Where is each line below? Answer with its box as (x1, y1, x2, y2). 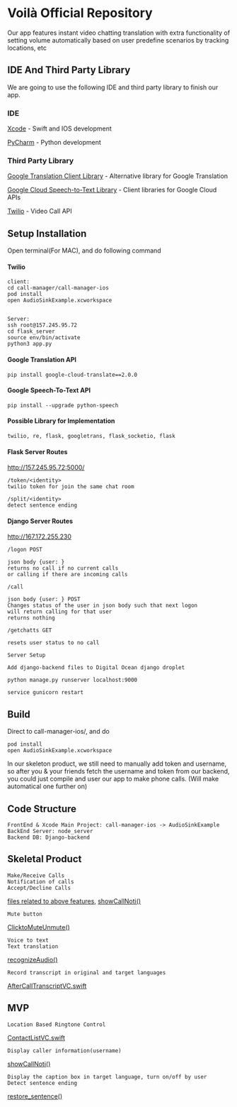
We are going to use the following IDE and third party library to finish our (7, 83, 219, 92)
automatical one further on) (7, 782, 88, 791)
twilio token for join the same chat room (7, 483, 134, 490)
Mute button (7, 910, 42, 918)
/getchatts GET (7, 627, 52, 634)
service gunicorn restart (7, 689, 83, 696)
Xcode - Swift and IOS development (7, 124, 112, 133)
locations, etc (7, 43, 47, 52)
